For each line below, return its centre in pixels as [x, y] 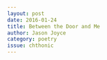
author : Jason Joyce [37, 33]
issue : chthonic [30, 46]
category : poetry [32, 39]
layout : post [26, 13]
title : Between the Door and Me [53, 26]
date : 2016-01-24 [32, 20]
